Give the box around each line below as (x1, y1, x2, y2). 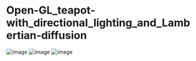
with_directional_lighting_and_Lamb (6, 16, 191, 30)
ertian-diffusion (6, 29, 87, 42)
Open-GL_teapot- (6, 4, 96, 17)
